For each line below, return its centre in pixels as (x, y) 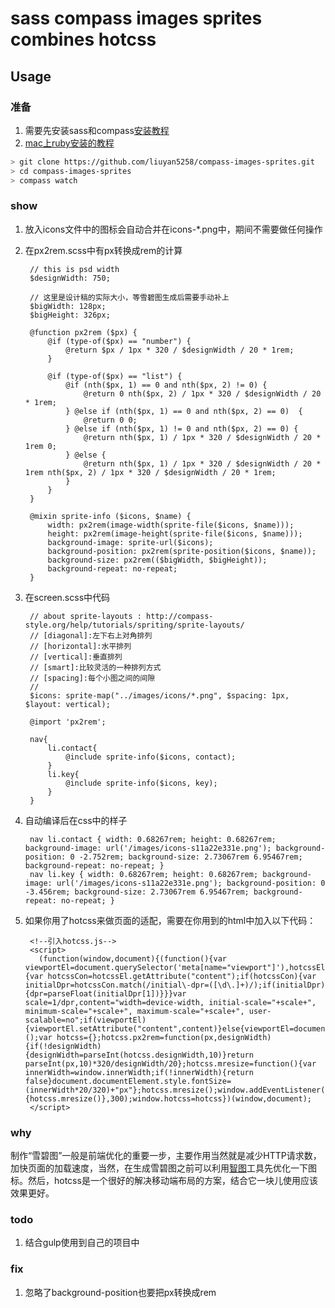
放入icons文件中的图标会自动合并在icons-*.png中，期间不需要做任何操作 (173, 229)
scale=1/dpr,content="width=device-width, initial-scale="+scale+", (170, 1002)
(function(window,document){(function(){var (132, 958)
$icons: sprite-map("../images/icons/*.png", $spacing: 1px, (159, 695)
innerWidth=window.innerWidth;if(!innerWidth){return (139, 1072)
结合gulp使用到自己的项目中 (82, 1243)
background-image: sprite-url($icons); (130, 542)
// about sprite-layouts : (85, 616)
